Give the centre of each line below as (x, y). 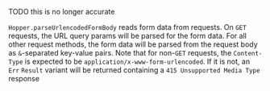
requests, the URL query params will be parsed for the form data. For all (128, 36)
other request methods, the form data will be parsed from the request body (133, 44)
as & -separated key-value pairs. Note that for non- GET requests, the (120, 53)
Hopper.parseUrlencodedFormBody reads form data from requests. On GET (128, 27)
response (24, 79)
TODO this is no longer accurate (62, 12)
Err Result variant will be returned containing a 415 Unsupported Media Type (134, 70)
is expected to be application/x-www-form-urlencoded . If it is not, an (137, 61)
